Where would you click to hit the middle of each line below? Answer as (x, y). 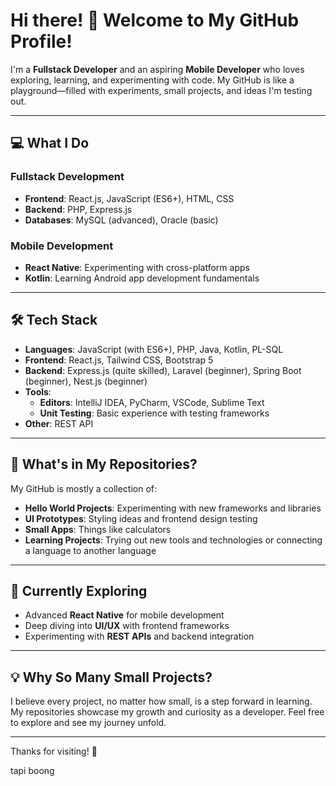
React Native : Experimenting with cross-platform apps (137, 267)
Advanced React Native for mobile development (124, 615)
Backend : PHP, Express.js (78, 209)
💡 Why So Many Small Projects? (111, 677)
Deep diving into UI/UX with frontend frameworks (127, 626)
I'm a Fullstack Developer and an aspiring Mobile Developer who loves (157, 69)
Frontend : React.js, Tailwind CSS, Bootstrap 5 (119, 360)
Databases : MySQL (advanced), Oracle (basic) (121, 220)
